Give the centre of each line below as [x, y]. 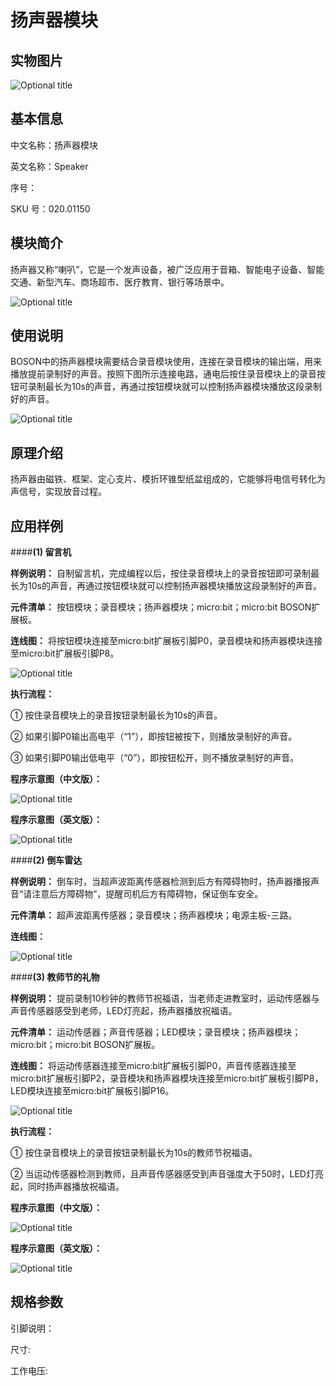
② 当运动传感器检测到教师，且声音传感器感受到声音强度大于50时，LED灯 [162, 1174]
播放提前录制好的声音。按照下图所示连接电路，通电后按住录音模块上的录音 [163, 374]
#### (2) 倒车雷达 [46, 860]
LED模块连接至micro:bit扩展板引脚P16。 [92, 1091]
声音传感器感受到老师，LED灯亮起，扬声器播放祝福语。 [124, 1011]
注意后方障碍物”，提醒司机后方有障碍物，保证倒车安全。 [147, 894]
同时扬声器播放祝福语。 [76, 1187]
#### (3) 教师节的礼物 [55, 977]
